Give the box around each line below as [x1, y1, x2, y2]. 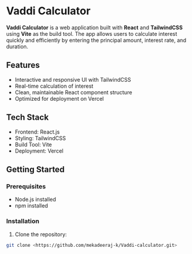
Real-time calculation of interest [14, 82, 94, 89]
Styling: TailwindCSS [14, 134, 66, 141]
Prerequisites [6, 182, 46, 190]
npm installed [14, 202, 48, 209]
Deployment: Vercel [14, 147, 64, 154]
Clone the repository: [14, 231, 67, 238]
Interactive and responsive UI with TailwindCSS [14, 76, 131, 83]
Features [6, 60, 40, 70]
